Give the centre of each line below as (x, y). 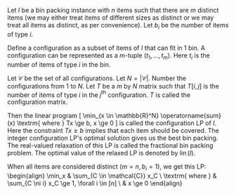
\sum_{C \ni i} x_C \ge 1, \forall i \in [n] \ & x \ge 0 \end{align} (95, 183)
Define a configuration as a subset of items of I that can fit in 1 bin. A (106, 48)
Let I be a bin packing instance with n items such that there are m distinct (113, 10)
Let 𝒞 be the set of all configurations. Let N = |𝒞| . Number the (97, 78)
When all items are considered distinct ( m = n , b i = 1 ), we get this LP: (107, 168)
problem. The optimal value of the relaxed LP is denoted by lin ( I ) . (101, 153)
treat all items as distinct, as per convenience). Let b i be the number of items (118, 26)
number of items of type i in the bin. (59, 64)
